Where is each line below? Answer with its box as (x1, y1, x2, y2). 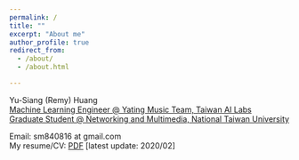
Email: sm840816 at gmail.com (9, 131, 122, 141)
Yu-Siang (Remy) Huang (9, 94, 98, 105)
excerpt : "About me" (9, 29, 86, 38)
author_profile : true (9, 37, 90, 47)
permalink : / (9, 12, 58, 22)
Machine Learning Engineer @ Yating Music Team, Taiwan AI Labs (9, 104, 252, 115)
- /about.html (17, 63, 69, 72)
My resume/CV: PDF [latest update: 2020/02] (9, 140, 176, 151)
